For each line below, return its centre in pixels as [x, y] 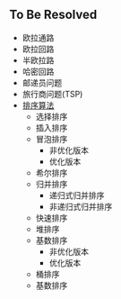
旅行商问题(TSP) [52, 94]
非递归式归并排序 [81, 206]
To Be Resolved [53, 15]
